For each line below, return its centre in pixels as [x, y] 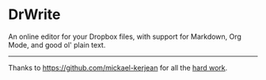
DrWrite [34, 15]
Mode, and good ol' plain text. [57, 44]
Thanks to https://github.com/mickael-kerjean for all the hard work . [118, 67]
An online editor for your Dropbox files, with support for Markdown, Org [125, 36]
